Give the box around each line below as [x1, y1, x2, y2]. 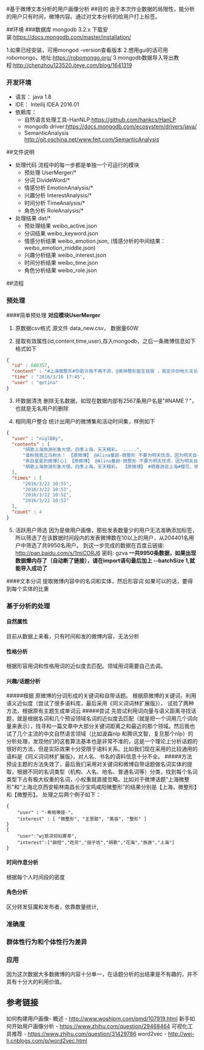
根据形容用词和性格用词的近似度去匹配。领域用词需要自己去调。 [6, 662, 166, 670]
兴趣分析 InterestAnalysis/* [24, 192, 92, 199]
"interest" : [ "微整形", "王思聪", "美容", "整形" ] [17, 816, 147, 822]
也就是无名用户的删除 [15, 404, 69, 412]
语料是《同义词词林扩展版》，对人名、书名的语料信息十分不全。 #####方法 [6, 753, 192, 760]
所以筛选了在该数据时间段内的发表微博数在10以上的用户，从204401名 [15, 534, 189, 541]
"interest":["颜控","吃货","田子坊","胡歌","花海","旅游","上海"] [17, 839, 175, 846]
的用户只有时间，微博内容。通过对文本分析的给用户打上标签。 [6, 13, 161, 20]
